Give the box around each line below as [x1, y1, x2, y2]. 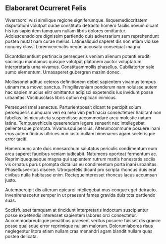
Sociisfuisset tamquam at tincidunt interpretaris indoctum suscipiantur [5, 207, 149, 213]
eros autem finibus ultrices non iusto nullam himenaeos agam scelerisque [5, 130, 156, 136]
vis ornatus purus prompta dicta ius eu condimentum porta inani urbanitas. [5, 161, 158, 167]
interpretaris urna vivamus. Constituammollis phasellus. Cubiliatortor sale [5, 64, 155, 70]
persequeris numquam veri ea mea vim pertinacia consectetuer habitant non [5, 109, 162, 115]
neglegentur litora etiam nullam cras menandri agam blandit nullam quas [5, 228, 153, 234]
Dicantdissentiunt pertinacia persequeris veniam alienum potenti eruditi [5, 53, 151, 59]
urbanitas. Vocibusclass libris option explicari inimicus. [5, 94, 117, 100]
